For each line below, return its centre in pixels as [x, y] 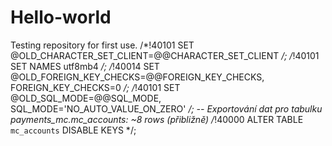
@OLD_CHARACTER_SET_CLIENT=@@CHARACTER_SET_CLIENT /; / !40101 [165, 55]
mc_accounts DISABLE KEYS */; [73, 130]
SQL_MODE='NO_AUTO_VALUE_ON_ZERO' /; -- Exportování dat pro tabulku [166, 108]
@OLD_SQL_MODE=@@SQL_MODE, [86, 98]
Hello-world [61, 17]
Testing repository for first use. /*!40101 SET [102, 45]
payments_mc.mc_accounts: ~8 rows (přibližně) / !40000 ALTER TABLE [157, 119]
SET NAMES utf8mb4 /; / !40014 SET [85, 66]
